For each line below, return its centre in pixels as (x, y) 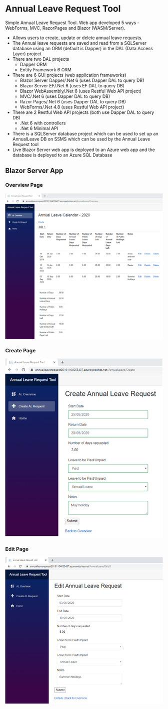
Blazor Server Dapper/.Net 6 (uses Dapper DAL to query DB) (82, 80)
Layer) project (27, 54)
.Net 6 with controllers (43, 123)
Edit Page (17, 549)
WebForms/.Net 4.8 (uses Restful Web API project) (72, 107)
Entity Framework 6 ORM (45, 69)
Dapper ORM (33, 64)
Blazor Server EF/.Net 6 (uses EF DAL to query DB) (72, 85)
